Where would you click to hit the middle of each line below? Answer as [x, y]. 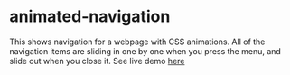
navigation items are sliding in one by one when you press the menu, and [145, 51]
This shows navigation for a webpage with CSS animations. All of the [137, 42]
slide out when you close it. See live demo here [97, 61]
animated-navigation [90, 17]
